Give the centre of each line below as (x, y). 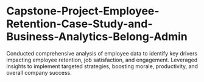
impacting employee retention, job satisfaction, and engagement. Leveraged (102, 60)
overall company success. (39, 72)
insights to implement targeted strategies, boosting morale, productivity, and (102, 66)
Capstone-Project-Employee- (83, 11)
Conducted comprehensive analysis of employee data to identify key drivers (102, 53)
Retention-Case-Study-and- (80, 24)
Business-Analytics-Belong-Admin (97, 37)
